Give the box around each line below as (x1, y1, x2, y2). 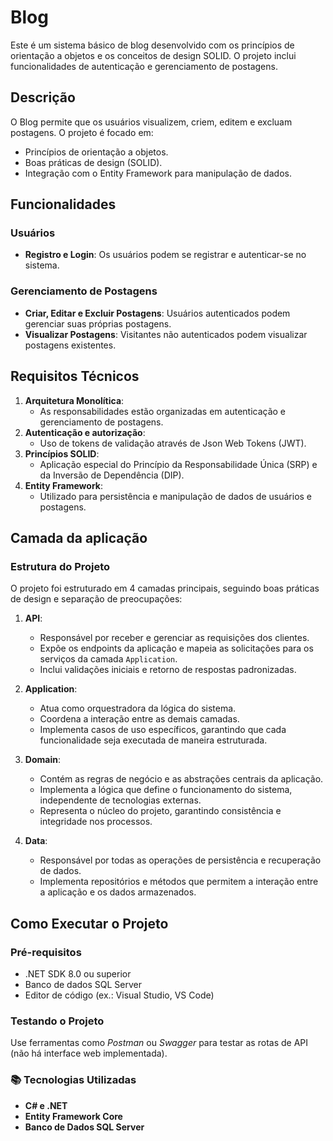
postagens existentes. (24, 339, 117, 351)
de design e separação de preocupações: (10, 593, 183, 605)
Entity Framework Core (24, 1110, 123, 1122)
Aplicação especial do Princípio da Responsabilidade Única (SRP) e (39, 458, 318, 470)
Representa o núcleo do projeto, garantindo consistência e (39, 805, 282, 817)
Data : (24, 835, 48, 847)
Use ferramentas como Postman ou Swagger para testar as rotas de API (10, 1037, 308, 1049)
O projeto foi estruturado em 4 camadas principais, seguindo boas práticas (10, 582, 320, 595)
